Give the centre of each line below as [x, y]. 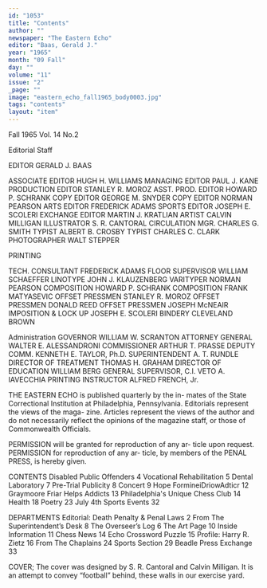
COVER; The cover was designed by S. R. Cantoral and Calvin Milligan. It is [131, 567]
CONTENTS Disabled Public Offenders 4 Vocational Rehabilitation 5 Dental [131, 476]
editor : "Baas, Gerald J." [53, 45]
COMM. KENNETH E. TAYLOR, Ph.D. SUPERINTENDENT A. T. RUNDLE [124, 354]
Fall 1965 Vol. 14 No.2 [43, 135]
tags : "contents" [37, 104]
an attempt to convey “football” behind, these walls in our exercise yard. [126, 575]
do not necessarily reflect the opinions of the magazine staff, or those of [127, 420]
